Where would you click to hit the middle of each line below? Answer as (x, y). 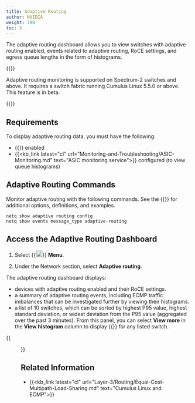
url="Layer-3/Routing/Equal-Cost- (124, 382)
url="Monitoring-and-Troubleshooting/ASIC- (121, 154)
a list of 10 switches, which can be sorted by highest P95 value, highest (101, 308)
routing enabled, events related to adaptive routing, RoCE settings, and (91, 51)
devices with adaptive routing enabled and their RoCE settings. (90, 289)
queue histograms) (37, 167)
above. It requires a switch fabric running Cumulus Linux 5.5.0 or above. (93, 86)
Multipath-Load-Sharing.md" (64, 388)
